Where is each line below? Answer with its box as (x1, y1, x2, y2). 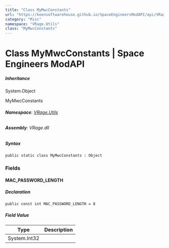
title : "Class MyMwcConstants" (5, 7, 71, 13)
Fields (5, 164, 21, 172)
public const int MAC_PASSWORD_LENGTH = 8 (5, 201, 96, 206)
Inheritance (5, 75, 30, 81)
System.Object (5, 88, 36, 94)
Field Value (5, 212, 29, 218)
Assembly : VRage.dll (5, 125, 49, 131)
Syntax (5, 140, 21, 146)
